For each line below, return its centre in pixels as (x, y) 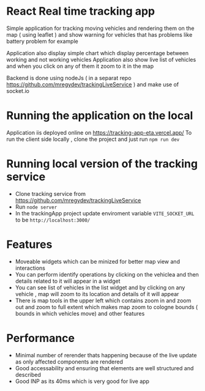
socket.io (18, 91)
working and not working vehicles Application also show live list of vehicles (101, 59)
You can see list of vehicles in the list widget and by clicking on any (100, 287)
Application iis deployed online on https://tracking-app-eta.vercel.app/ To (99, 132)
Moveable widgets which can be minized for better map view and (98, 261)
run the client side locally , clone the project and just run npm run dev (93, 139)
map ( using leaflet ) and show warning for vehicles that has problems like (99, 34)
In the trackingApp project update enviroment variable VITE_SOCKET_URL (105, 213)
